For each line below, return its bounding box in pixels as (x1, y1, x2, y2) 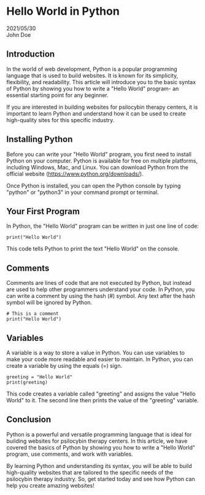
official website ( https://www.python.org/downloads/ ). (6, 170, 144, 177)
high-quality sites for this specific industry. (6, 116, 115, 123)
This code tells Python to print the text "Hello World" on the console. (6, 245, 180, 252)
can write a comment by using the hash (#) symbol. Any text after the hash (6, 292, 195, 300)
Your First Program (6, 206, 80, 216)
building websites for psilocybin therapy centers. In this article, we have (6, 437, 188, 445)
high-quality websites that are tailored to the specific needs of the (6, 469, 174, 476)
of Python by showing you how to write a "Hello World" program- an (6, 85, 179, 92)
